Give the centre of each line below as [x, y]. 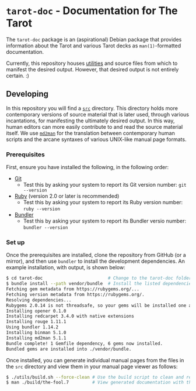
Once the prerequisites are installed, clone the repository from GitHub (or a [96, 255]
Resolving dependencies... [39, 300]
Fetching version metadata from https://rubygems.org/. [75, 294]
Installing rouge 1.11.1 [36, 322]
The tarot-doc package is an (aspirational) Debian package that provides [94, 39]
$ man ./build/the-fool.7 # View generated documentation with [95, 383]
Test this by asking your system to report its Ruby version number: [103, 203]
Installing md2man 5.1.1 [36, 338]
